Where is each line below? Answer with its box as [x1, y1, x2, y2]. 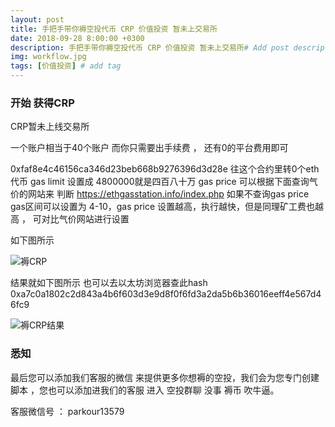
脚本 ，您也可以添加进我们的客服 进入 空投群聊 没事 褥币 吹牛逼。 [10, 384, 280, 396]
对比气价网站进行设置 [41, 213, 130, 225]
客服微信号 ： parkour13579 [10, 405, 125, 417]
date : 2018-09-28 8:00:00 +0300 [10, 33, 145, 43]
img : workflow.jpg [10, 52, 87, 62]
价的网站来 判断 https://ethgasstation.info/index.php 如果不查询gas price [10, 188, 310, 200]
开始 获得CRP [10, 96, 75, 110]
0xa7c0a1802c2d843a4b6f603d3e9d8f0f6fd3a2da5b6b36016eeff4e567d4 [10, 288, 322, 300]
